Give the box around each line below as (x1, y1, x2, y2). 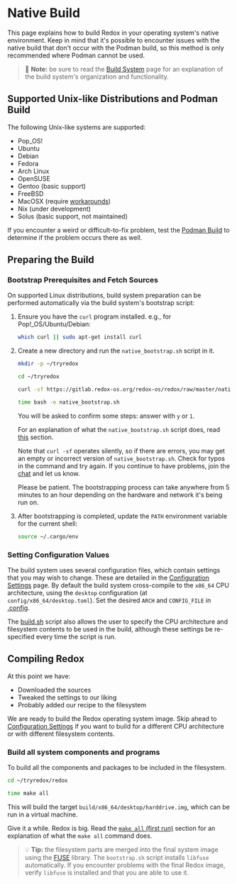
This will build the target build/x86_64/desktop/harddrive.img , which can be (7, 802, 231, 811)
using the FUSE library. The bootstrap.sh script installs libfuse (24, 853, 209, 861)
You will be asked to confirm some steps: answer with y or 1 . (17, 411, 195, 420)
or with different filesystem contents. (7, 729, 115, 738)
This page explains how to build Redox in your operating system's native (7, 28, 219, 37)
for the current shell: (17, 519, 78, 528)
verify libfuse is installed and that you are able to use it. (24, 868, 189, 877)
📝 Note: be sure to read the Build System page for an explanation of (24, 65, 224, 73)
